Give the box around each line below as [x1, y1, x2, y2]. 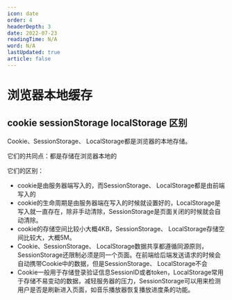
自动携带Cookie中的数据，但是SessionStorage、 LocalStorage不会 [17, 259, 208, 267]
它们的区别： [7, 166, 44, 174]
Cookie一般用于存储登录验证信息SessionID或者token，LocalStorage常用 [17, 268, 224, 276]
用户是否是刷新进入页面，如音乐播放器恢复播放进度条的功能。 [17, 285, 194, 294]
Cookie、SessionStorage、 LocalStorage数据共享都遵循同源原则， [17, 242, 208, 250]
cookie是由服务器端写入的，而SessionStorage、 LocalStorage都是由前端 [17, 181, 225, 190]
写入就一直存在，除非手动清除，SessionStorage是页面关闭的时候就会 [17, 207, 215, 215]
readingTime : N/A [7, 36, 58, 43]
